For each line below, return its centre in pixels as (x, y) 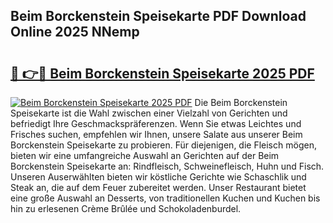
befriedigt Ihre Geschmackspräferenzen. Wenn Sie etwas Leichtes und (156, 123)
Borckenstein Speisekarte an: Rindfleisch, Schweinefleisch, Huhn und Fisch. (167, 166)
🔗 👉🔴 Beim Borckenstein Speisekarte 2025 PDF (162, 73)
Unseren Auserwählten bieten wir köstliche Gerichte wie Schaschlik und (158, 177)
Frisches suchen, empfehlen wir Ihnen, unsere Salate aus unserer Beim (156, 134)
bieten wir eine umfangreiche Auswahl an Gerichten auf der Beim (145, 155)
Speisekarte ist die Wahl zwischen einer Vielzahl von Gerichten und (149, 113)
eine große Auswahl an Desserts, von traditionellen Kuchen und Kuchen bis (165, 198)
